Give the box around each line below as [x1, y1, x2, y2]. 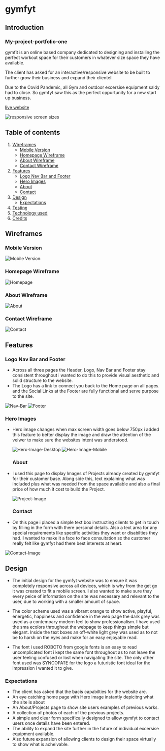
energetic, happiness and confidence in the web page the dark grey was [12, 613, 160, 619]
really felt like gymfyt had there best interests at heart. [12, 540, 123, 546]
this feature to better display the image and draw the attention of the [12, 432, 151, 438]
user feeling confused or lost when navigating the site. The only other [12, 654, 154, 660]
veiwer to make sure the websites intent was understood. [12, 437, 129, 443]
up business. [5, 95, 31, 101]
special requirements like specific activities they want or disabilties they [12, 530, 158, 536]
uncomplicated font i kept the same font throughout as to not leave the [12, 649, 156, 655]
